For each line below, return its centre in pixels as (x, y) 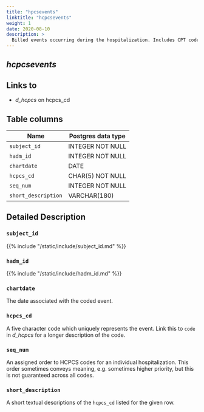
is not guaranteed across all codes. (50, 375)
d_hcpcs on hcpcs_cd (42, 100)
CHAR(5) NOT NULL (97, 176)
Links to (22, 85)
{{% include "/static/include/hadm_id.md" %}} (64, 273)
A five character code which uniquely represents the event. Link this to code (101, 328)
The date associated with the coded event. (60, 301)
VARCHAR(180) (91, 196)
